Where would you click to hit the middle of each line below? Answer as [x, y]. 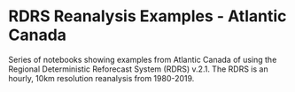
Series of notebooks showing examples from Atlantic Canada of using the [143, 59]
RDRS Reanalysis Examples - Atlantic [147, 16]
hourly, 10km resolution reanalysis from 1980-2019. [101, 78]
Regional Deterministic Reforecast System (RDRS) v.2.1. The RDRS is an [138, 69]
